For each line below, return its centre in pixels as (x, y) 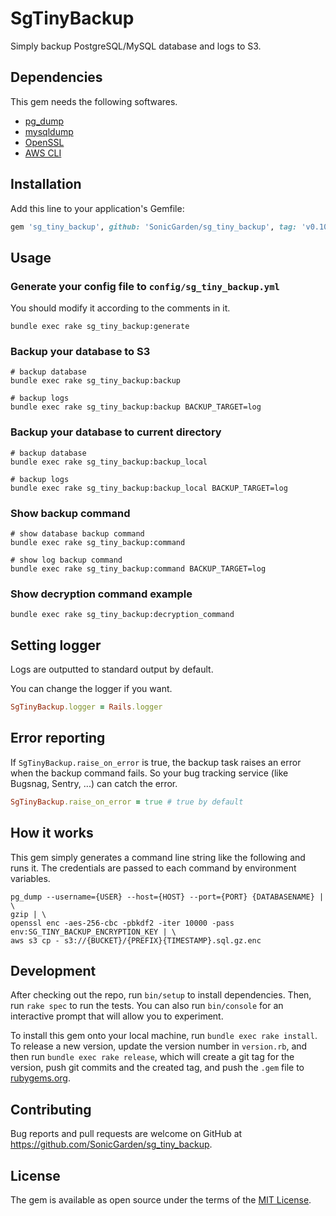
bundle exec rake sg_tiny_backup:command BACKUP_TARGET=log (138, 569)
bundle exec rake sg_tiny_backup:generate (100, 327)
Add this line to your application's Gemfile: (97, 208)
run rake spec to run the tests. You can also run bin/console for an (147, 1006)
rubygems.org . (40, 1078)
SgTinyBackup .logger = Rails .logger (86, 707)
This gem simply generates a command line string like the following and (158, 857)
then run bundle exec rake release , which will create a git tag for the (152, 1057)
